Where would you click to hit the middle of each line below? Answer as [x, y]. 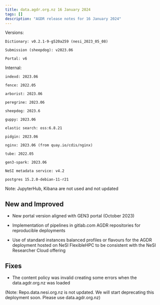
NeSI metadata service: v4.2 [35, 171]
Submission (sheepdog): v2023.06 [39, 50]
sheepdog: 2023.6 [23, 111]
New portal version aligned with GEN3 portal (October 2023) [73, 216]
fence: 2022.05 [21, 85]
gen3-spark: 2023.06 [26, 163]
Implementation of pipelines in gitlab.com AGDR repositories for [76, 225]
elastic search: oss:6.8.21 [34, 128]
